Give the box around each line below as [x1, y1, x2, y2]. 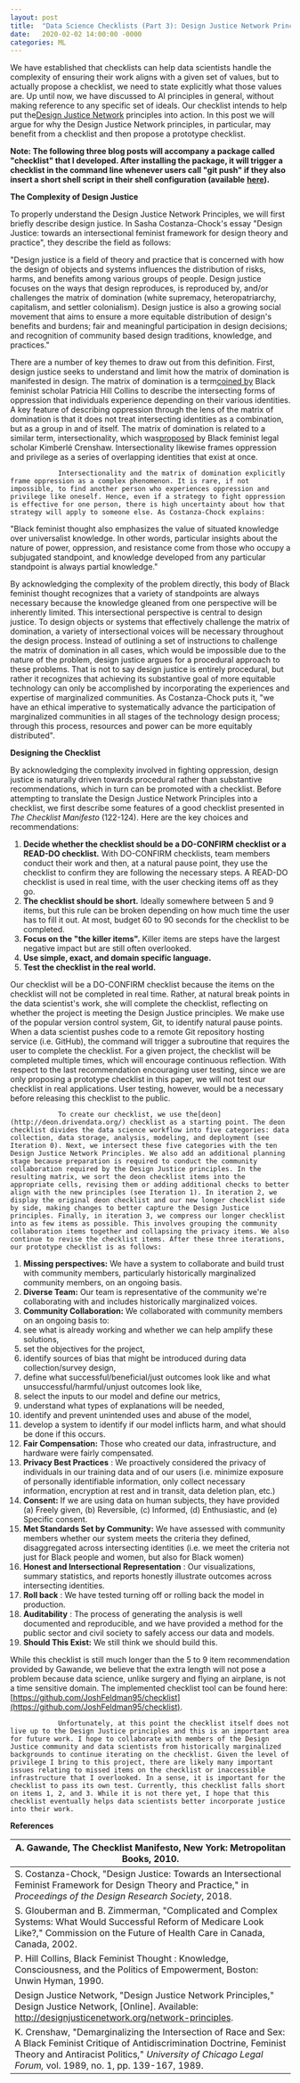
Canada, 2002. [14, 1938, 78, 1950]
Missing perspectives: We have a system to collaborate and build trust [22, 1259, 285, 1269]
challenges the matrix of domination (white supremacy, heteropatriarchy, [10, 292, 277, 303]
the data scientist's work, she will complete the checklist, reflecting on [10, 998, 269, 1009]
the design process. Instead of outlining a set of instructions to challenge [10, 636, 279, 646]
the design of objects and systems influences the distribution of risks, [10, 264, 266, 275]
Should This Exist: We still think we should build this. [22, 1637, 218, 1648]
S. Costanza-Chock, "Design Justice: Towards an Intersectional [14, 1868, 281, 1881]
